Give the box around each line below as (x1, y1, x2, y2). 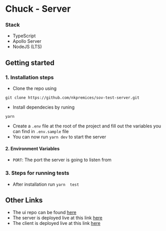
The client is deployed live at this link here (12, 220, 101, 226)
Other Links (5, 196, 43, 204)
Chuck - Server (5, 3, 71, 15)
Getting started (5, 58, 55, 67)
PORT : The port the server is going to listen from (12, 157, 112, 163)
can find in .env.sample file (12, 129, 69, 135)
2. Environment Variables (5, 145, 60, 151)
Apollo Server (12, 38, 42, 44)
